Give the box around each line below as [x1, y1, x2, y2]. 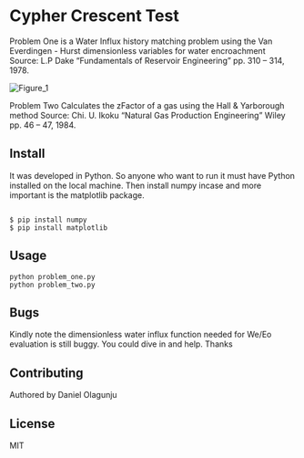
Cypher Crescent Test [9, 5, 179, 26]
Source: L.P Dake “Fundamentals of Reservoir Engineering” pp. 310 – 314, [9, 55, 285, 66]
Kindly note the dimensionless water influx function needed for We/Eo [9, 329, 272, 340]
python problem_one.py [9, 272, 96, 281]
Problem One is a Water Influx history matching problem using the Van [9, 36, 273, 47]
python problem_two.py [9, 280, 96, 289]
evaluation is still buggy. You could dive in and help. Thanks [9, 338, 234, 349]
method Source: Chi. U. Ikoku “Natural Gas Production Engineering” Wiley [9, 109, 286, 120]
